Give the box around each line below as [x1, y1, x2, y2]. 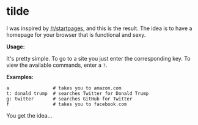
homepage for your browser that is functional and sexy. [6, 31, 146, 38]
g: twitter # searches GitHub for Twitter [6, 96, 133, 102]
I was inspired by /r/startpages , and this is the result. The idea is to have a [6, 25, 193, 32]
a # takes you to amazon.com [6, 85, 122, 91]
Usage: [6, 43, 26, 50]
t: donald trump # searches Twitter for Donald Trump [6, 90, 149, 96]
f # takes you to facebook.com [6, 101, 127, 107]
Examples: [6, 73, 34, 80]
